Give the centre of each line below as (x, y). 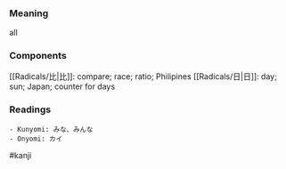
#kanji (20, 155)
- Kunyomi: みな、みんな (51, 129)
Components (38, 56)
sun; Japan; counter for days (62, 86)
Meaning (29, 13)
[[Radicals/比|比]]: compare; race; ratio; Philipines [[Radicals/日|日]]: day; (143, 76)
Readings (30, 109)
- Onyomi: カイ (36, 139)
